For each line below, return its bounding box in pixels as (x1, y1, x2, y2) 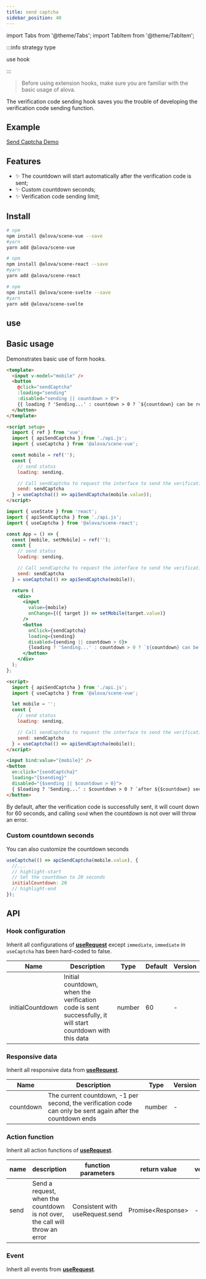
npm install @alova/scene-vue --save (6, 233, 103, 239)
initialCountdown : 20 (12, 880, 67, 886)
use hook (6, 55, 30, 63)
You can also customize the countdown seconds (6, 845, 129, 852)
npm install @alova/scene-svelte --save (6, 289, 112, 296)
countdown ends (48, 1114, 97, 1122)
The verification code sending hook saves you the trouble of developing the (6, 98, 198, 105)
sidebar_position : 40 (6, 15, 62, 21)
